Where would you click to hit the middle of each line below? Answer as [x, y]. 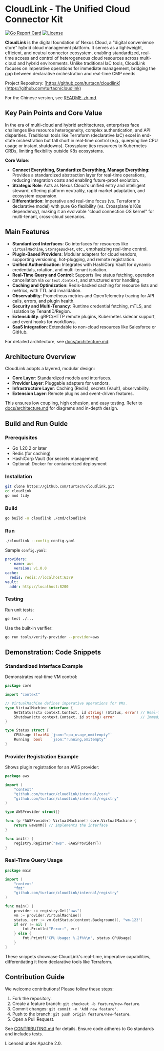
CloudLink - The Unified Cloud [68, 9]
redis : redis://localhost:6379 [41, 577]
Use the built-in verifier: [29, 628]
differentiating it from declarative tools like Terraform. [59, 962]
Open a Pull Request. [33, 1019]
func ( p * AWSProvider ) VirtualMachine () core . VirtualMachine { [71, 821]
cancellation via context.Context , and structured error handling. [76, 280]
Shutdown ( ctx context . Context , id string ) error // [80, 717]
